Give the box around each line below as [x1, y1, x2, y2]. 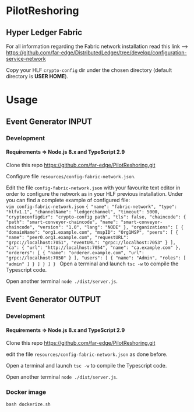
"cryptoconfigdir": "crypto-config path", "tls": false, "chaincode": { [6, 214, 186, 220]
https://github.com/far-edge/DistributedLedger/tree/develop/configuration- [6, 49, 187, 56]
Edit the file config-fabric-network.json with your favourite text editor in [6, 184, 181, 191]
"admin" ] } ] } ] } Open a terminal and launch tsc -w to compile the [6, 260, 179, 267]
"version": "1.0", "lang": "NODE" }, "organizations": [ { [37, 224, 184, 230]
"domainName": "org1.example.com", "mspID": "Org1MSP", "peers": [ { [6, 229, 179, 235]
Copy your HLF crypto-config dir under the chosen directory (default [6, 67, 172, 74]
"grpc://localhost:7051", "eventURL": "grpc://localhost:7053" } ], [6, 240, 176, 245]
